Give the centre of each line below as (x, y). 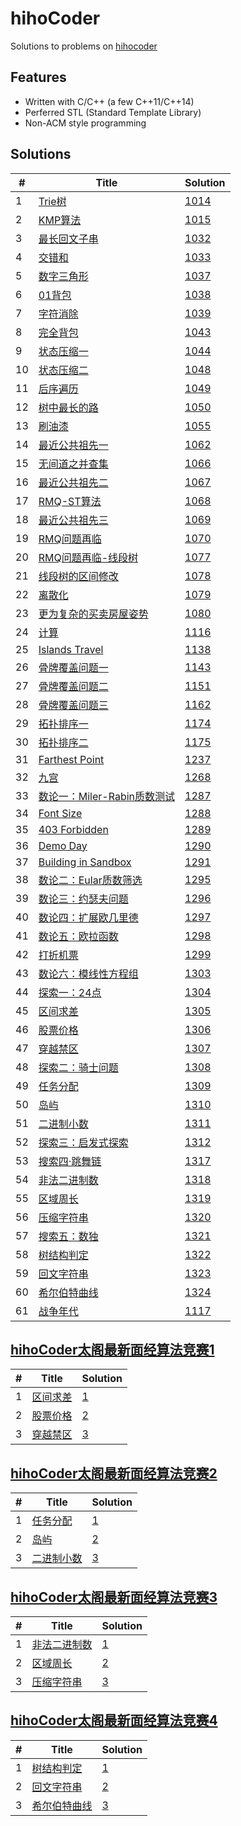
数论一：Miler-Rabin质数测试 (107, 796)
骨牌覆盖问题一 (73, 667)
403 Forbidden (73, 829)
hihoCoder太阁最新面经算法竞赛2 (114, 1473)
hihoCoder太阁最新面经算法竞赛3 (114, 1597)
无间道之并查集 (73, 464)
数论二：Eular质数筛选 (90, 880)
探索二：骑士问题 (78, 1067)
